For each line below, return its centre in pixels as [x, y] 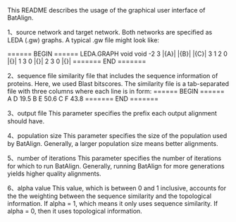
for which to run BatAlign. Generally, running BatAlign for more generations [116, 166]
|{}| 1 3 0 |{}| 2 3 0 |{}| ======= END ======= [77, 61]
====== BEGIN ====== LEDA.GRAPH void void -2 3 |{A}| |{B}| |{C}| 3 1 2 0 [117, 54]
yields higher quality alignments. [54, 173]
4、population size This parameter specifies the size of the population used [117, 136]
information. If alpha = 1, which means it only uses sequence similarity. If [113, 203]
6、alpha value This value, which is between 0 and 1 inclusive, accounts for [117, 188]
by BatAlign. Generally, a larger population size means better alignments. [113, 143]
